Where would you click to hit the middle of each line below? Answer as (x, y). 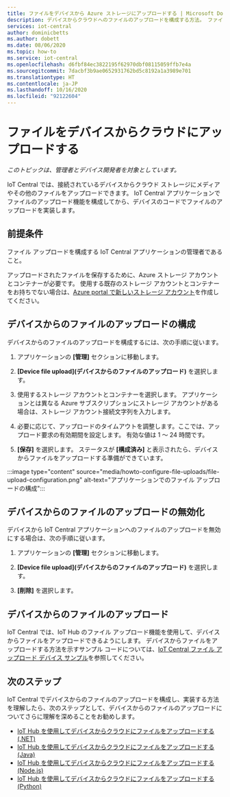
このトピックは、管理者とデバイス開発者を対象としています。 (93, 169)
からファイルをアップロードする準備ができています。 (92, 457)
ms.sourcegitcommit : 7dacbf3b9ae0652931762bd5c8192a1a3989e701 (99, 71)
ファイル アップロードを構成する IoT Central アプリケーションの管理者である (115, 252)
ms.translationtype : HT (41, 77)
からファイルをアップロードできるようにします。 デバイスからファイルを (110, 641)
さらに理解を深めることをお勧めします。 (82, 716)
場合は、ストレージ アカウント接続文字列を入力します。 (95, 412)
